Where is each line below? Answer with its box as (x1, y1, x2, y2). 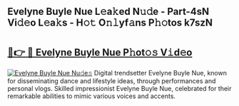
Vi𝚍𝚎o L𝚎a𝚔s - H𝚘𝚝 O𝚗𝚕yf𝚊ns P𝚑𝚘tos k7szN (7, 17, 213, 29)
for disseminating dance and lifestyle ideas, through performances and (7, 77, 216, 85)
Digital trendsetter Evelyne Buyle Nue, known (93, 69, 227, 77)
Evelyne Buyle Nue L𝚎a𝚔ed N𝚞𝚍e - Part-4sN (7, 6, 209, 18)
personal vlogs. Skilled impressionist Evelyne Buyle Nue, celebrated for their (7, 85, 232, 92)
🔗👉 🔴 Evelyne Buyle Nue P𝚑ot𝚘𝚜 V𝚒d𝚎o (7, 46, 193, 58)
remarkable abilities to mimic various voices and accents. (7, 92, 176, 100)
